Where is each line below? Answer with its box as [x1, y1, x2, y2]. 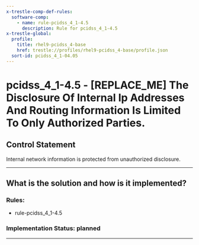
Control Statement [6, 140, 76, 150]
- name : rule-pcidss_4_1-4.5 [17, 20, 89, 26]
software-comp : [11, 14, 49, 20]
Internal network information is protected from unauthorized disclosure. [6, 155, 181, 163]
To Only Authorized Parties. [6, 116, 146, 129]
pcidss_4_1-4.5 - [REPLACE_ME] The [6, 78, 189, 92]
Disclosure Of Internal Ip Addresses [6, 91, 185, 104]
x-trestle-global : [6, 31, 52, 37]
